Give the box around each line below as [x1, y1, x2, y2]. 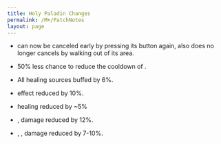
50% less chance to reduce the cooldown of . [17, 63, 147, 71]
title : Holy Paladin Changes [7, 10, 91, 17]
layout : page [7, 23, 45, 30]
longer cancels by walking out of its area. [17, 49, 134, 57]
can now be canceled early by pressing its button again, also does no [17, 42, 215, 50]
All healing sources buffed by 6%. [17, 76, 114, 84]
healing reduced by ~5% [17, 103, 87, 111]
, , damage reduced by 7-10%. [17, 129, 103, 138]
